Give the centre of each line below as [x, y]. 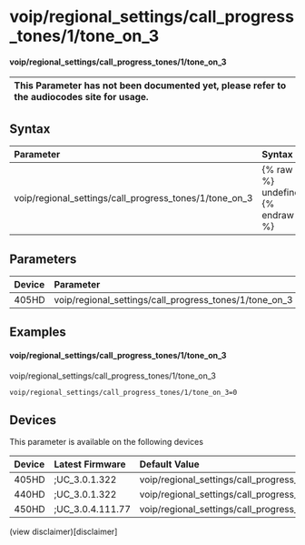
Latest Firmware [90, 464]
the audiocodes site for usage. [81, 97]
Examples [38, 333]
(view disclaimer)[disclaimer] [64, 532]
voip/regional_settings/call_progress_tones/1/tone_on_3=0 [123, 392]
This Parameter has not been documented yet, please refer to [150, 86]
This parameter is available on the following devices [107, 442]
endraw [278, 216]
